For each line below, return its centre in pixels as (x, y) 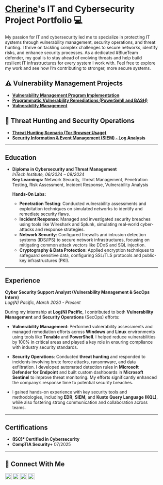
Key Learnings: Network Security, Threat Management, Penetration (80, 180)
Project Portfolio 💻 (44, 20)
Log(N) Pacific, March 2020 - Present (43, 302)
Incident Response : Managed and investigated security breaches (85, 219)
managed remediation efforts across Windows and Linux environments (83, 332)
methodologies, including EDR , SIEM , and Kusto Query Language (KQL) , (85, 397)
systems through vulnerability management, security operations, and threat (80, 42)
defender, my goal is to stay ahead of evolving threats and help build (73, 57)
